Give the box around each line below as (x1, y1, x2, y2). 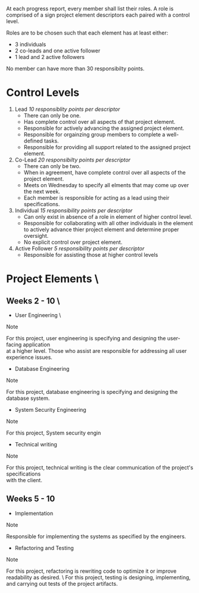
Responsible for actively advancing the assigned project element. (23, 125, 185, 132)
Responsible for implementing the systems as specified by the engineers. (6, 533, 186, 540)
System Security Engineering (14, 406, 86, 413)
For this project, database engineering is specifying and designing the (6, 388, 178, 395)
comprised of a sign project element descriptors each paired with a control (6, 11, 190, 18)
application (23, 341, 51, 348)
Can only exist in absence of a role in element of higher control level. (23, 213, 192, 220)
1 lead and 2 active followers (14, 54, 85, 60)
